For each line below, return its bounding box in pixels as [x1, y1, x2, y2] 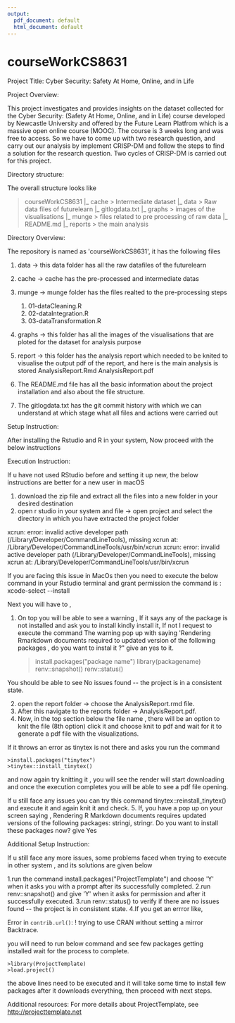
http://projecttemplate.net [7, 1008, 82, 1016]
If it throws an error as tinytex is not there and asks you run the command [7, 743, 220, 752]
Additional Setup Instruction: [7, 840, 90, 848]
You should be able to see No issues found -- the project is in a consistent [7, 679, 222, 687]
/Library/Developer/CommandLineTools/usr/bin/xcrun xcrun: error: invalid [7, 543, 220, 551]
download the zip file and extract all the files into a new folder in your [17, 492, 218, 501]
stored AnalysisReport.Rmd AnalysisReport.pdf [17, 367, 154, 375]
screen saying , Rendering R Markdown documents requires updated [7, 811, 207, 820]
